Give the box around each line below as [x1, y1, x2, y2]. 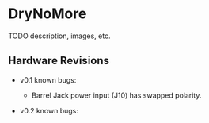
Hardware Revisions [8, 54, 109, 67]
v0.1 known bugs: [19, 75, 77, 84]
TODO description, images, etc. [8, 31, 111, 40]
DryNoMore [8, 5, 87, 23]
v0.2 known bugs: [19, 106, 79, 115]
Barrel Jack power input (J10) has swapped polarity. [31, 90, 202, 100]
